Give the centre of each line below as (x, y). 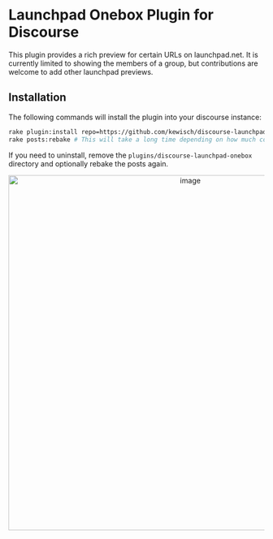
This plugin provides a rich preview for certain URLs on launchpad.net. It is (133, 54)
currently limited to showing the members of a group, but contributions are (133, 63)
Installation (37, 98)
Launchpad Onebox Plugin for (111, 15)
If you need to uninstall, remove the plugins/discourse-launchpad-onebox (130, 155)
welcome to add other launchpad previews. (81, 71)
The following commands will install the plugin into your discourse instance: (135, 117)
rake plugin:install (43, 132)
